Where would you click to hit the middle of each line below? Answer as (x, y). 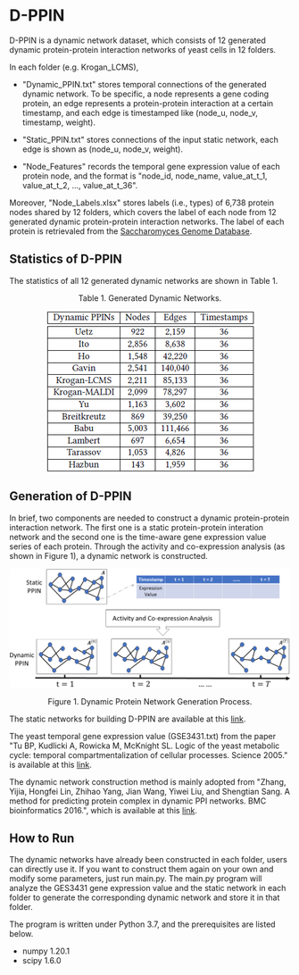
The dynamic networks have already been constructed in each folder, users (149, 860)
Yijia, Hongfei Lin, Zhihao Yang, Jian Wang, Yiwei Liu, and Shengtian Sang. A (149, 791)
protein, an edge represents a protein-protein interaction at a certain (148, 103)
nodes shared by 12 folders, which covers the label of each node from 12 (143, 212)
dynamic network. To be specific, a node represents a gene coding (145, 94)
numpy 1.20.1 (46, 951)
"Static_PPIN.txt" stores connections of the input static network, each (150, 139)
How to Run (42, 839)
